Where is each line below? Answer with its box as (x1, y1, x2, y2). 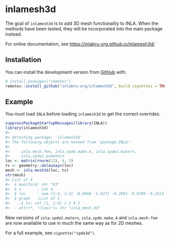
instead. (5, 31, 22, 37)
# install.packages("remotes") (5, 78, 71, 84)
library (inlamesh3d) (5, 126, 49, 131)
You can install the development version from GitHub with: (5, 69, 126, 75)
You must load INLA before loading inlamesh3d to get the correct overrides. (5, 111, 161, 117)
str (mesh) (5, 172, 26, 178)
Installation (5, 56, 41, 64)
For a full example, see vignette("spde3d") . (5, 229, 96, 236)
